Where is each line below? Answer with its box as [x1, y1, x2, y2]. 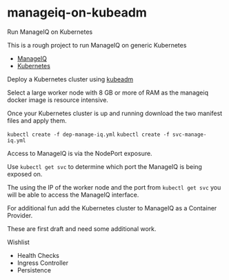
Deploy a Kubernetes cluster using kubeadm [7, 74, 134, 83]
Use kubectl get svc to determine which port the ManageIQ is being [7, 162, 202, 170]
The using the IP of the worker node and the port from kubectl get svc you [7, 183, 221, 191]
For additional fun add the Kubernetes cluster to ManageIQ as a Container [7, 203, 217, 212]
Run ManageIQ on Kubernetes [7, 28, 93, 36]
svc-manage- [172, 131, 207, 138]
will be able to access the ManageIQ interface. [7, 190, 139, 199]
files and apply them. [7, 116, 67, 125]
